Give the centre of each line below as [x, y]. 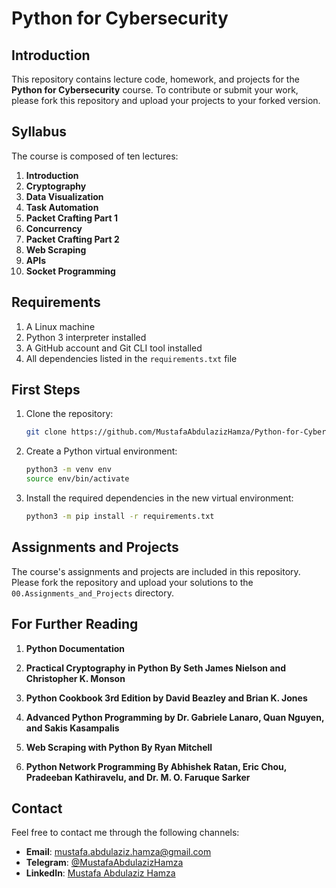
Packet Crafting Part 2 [72, 239]
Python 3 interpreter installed [86, 337]
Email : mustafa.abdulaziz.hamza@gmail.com [118, 852]
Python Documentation [75, 648]
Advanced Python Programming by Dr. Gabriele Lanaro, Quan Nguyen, [175, 717]
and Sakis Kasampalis [72, 728]
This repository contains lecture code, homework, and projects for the [155, 79]
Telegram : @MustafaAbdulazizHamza [104, 863]
